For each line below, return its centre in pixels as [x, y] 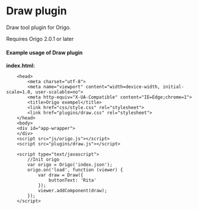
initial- [173, 87]
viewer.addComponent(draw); [73, 191]
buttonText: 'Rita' [72, 180]
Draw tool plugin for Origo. [39, 27]
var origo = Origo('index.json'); [70, 165]
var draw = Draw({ [60, 175]
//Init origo [44, 160]
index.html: [21, 66]
